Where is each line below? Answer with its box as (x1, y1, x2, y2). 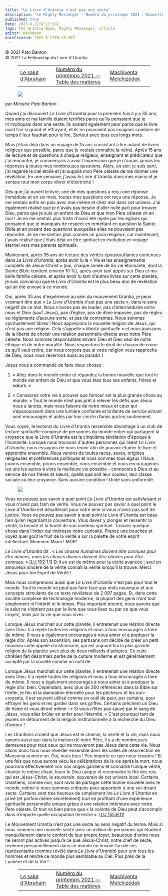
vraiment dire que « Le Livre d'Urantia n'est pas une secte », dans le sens (5, 298, 157, 305)
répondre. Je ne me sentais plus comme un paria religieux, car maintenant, (5, 231, 159, 237)
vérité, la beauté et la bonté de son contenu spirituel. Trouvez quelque (5, 522, 150, 528)
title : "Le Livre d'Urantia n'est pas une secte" (5, 7, 111, 13)
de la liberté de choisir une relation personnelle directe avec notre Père (5, 331, 151, 337)
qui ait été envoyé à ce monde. (5, 283, 68, 289)
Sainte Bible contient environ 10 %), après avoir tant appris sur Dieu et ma (5, 267, 157, 274)
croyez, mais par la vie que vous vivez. (5, 611, 85, 617)
